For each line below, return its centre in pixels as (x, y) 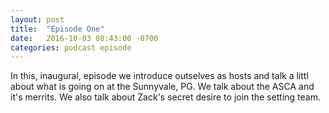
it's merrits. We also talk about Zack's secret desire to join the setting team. (166, 97)
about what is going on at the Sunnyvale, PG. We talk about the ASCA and (162, 87)
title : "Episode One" (57, 29)
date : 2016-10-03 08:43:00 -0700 (84, 38)
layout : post (37, 19)
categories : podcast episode (71, 47)
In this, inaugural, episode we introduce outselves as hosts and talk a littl (159, 76)
